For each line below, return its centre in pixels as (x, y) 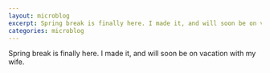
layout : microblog (39, 16)
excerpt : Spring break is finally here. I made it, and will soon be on (133, 23)
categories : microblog (46, 30)
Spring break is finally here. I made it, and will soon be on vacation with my (132, 54)
